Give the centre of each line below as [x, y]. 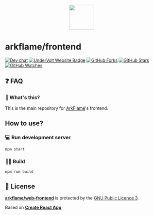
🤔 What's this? [23, 98]
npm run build [19, 172]
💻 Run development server [38, 137]
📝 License [20, 186]
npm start [15, 149]
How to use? [24, 124]
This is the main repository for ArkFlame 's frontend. [57, 108]
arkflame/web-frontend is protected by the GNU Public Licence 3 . [72, 198]
